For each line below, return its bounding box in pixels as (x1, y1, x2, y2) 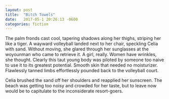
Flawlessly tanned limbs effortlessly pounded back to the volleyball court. (5, 68, 159, 74)
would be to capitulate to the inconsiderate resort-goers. (5, 88, 123, 94)
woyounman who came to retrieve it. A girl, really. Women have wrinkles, (5, 52, 157, 58)
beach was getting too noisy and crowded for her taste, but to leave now (5, 83, 157, 89)
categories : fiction (5, 21, 49, 27)
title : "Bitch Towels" (5, 12, 56, 17)
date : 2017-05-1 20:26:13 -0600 (5, 17, 78, 22)
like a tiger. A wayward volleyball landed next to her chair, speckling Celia (5, 41, 158, 47)
